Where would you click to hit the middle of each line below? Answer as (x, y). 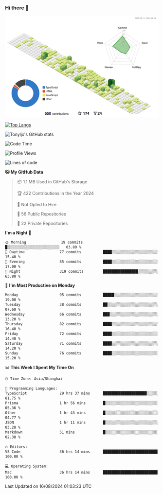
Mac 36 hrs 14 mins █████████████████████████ (81, 473)
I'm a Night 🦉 (18, 233)
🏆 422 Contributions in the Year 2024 (55, 194)
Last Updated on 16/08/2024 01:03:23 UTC (48, 486)
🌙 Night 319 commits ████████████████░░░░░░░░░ (81, 272)
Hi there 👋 (17, 8)
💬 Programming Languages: (31, 388)
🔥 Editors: (16, 447)
